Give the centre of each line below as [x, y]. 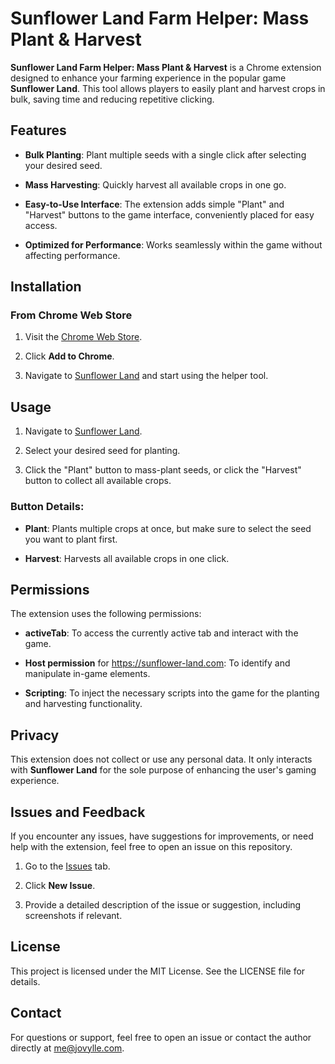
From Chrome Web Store [71, 315]
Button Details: [47, 507]
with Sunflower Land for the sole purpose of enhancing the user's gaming [163, 770]
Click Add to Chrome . [69, 356]
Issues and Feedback [78, 812]
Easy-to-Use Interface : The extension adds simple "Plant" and [154, 204]
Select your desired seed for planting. [102, 451]
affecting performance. [72, 255]
